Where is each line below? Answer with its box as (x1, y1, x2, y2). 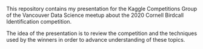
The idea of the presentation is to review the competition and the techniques (6, 30, 198, 37)
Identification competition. (6, 18, 72, 25)
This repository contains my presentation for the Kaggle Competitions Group (6, 5, 198, 12)
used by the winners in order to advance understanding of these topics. (6, 36, 185, 43)
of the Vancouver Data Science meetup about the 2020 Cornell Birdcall (6, 11, 184, 19)
